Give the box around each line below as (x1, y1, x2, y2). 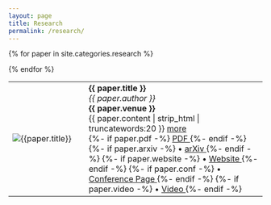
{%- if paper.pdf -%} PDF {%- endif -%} (88, 133, 247, 144)
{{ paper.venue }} (88, 102, 156, 114)
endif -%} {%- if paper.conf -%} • (88, 163, 222, 174)
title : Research (8, 19, 63, 27)
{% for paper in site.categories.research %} (8, 49, 154, 59)
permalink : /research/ (8, 27, 85, 35)
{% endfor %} (8, 65, 55, 74)
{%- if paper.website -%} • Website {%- (102, 153, 258, 165)
